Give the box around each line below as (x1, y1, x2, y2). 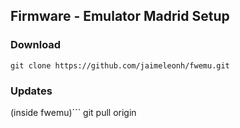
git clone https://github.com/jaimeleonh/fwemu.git (10, 60, 230, 71)
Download (10, 38, 62, 52)
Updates (10, 84, 53, 98)
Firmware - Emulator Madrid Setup (10, 8, 230, 25)
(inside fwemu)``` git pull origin (10, 106, 137, 118)
